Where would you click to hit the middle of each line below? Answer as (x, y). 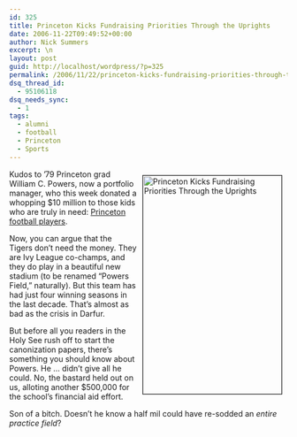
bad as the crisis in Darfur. (57, 313)
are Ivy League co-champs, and (67, 257)
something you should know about (72, 358)
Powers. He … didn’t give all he (65, 368)
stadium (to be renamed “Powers (69, 276)
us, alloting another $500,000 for (69, 387)
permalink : (29, 75)
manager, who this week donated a (73, 193)
